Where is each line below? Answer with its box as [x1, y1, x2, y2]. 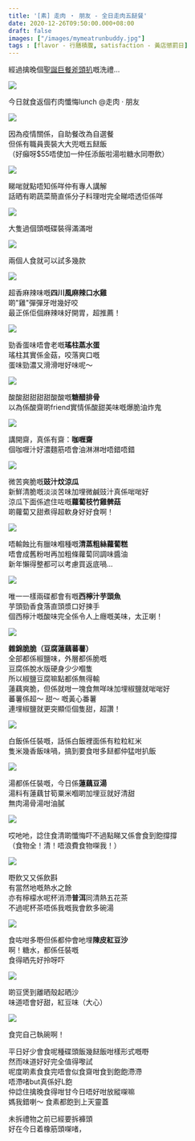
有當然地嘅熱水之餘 [8, 883, 72, 893]
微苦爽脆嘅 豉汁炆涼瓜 [8, 477, 79, 486]
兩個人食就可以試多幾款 [8, 256, 86, 265]
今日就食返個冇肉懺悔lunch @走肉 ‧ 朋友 [8, 97, 140, 107]
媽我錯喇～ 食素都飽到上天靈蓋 [8, 1097, 109, 1106]
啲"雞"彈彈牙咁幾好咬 [8, 298, 79, 308]
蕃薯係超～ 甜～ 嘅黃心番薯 [8, 694, 97, 704]
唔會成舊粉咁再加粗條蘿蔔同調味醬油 [8, 549, 128, 559]
